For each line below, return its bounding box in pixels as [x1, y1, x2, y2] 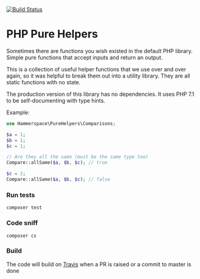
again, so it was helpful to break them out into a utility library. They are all [6, 72, 190, 79]
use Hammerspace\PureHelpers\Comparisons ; [6, 120, 116, 126]
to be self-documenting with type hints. [6, 96, 105, 104]
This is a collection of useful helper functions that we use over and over [6, 65, 187, 73]
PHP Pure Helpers [6, 27, 99, 41]
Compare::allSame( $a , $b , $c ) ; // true [6, 159, 108, 166]
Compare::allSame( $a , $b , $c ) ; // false [6, 176, 111, 183]
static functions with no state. [6, 78, 81, 85]
